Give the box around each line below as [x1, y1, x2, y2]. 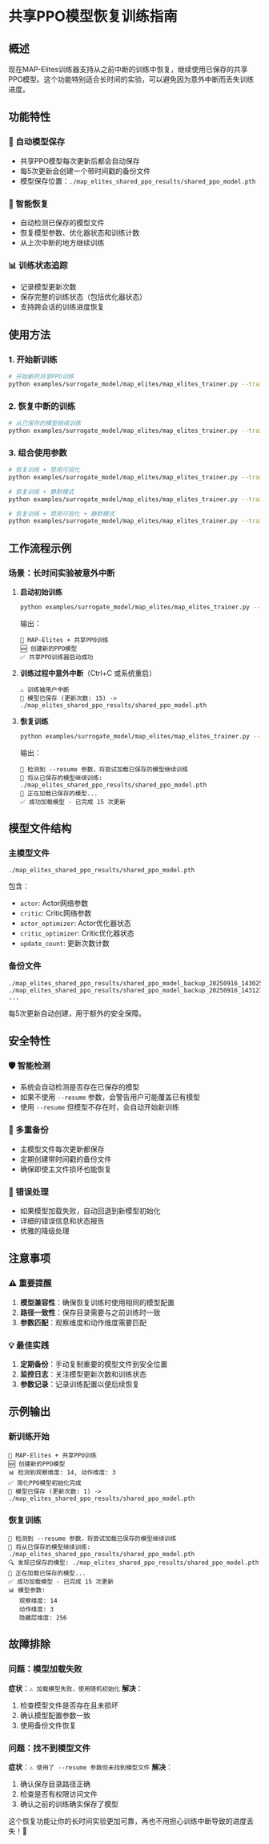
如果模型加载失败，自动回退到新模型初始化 [19, 1206, 161, 1215]
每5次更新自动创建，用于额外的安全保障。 [8, 1008, 147, 1018]
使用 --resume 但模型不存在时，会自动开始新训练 [19, 1102, 179, 1112]
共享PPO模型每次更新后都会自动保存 [19, 156, 140, 165]
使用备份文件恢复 [19, 1721, 77, 1730]
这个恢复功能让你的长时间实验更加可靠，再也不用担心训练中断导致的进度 [8, 1816, 247, 1826]
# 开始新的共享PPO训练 [8, 372, 74, 381]
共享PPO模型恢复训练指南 [8, 7, 178, 26]
